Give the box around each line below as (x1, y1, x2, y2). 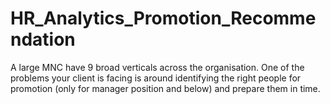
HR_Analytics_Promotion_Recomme (10, 7, 317, 30)
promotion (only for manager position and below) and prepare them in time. (10, 82, 321, 94)
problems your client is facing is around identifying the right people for (10, 72, 302, 84)
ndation (10, 28, 76, 51)
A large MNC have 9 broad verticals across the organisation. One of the (10, 61, 305, 73)
